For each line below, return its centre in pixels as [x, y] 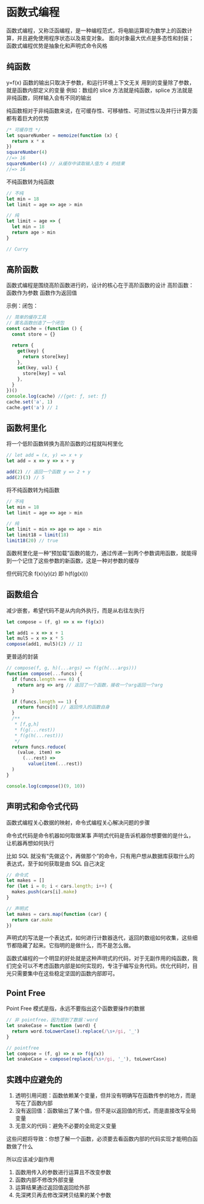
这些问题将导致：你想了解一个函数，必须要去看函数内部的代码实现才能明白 [99, 1139]
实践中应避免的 [34, 1080]
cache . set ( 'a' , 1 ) [29, 402]
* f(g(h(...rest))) [39, 735]
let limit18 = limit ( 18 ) [38, 535]
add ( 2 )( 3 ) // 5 [25, 477]
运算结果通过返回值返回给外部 [52, 1188]
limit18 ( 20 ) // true [32, 541]
